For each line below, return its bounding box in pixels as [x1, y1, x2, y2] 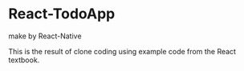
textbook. [8, 55, 40, 65]
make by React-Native [8, 31, 82, 41]
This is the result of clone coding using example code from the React [8, 46, 237, 56]
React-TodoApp [8, 5, 116, 23]
